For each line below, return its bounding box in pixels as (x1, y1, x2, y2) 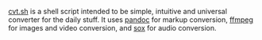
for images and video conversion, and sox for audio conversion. (8, 24, 217, 32)
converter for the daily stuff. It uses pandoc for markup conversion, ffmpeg (8, 15, 254, 24)
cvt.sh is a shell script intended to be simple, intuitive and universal (8, 7, 228, 16)
